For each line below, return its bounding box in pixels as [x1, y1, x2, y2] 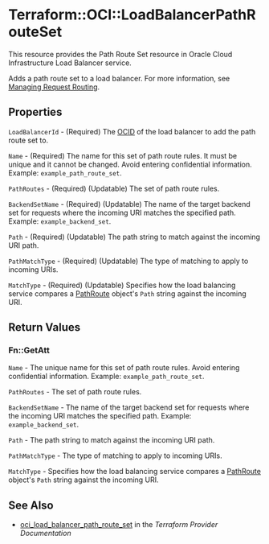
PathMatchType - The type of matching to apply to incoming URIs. [8, 451, 222, 460]
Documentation [19, 529, 71, 538]
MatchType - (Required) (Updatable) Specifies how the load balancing [8, 280, 236, 290]
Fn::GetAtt [8, 344, 50, 356]
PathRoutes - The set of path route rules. [8, 387, 142, 397]
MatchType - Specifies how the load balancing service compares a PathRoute [8, 467, 261, 476]
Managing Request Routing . [8, 82, 100, 92]
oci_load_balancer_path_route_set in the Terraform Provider [19, 520, 218, 530]
